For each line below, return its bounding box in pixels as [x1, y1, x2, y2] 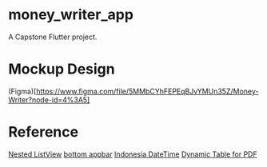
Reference [8, 123, 78, 141]
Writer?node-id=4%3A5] [8, 94, 90, 105]
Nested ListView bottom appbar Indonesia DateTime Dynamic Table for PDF [8, 149, 257, 159]
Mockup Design [8, 60, 115, 78]
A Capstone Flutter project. [8, 32, 98, 42]
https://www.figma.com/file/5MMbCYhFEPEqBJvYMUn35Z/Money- [35, 86, 259, 96]
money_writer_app [8, 6, 134, 24]
